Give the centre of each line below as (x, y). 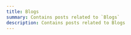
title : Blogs (23, 12)
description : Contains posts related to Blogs (66, 23)
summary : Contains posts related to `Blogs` (63, 17)
